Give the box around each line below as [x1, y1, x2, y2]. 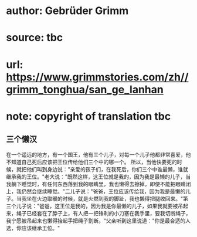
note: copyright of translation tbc [6, 110, 171, 123]
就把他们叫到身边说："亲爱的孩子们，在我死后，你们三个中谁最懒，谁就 [16, 165, 189, 172]
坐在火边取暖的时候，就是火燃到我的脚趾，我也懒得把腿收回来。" [26, 195, 184, 202]
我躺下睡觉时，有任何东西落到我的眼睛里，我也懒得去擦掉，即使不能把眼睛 [6, 180, 186, 187]
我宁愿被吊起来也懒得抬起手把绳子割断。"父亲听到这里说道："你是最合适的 [6, 217, 186, 224]
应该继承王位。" [21, 224, 60, 231]
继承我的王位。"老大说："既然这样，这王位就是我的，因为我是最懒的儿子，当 [6, 173, 191, 180]
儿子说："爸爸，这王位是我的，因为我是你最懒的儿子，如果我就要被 [16, 202, 178, 209]
